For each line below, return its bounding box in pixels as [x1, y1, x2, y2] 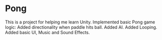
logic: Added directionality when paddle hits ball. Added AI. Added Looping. [5, 24, 158, 30]
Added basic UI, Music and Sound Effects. [5, 29, 90, 35]
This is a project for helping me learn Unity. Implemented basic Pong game [5, 19, 155, 25]
